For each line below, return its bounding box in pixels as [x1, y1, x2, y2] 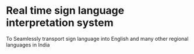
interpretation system [6, 16, 114, 29]
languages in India [6, 41, 50, 48]
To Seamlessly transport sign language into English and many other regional [6, 35, 189, 42]
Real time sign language [6, 4, 125, 17]
